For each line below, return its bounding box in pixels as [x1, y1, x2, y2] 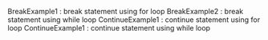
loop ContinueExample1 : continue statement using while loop [7, 24, 210, 32]
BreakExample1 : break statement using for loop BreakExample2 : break [7, 7, 244, 16]
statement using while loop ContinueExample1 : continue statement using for [7, 15, 261, 24]
